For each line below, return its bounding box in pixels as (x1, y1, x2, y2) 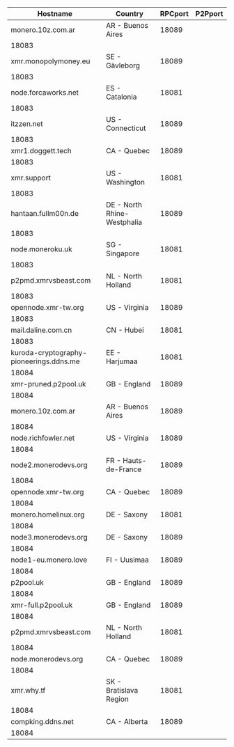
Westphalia (105, 217, 143, 227)
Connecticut (105, 123, 146, 133)
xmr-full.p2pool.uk (10, 600, 73, 610)
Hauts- (123, 456, 147, 465)
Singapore (105, 249, 140, 258)
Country (115, 9, 144, 18)
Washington (105, 178, 145, 187)
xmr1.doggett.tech (10, 146, 72, 155)
